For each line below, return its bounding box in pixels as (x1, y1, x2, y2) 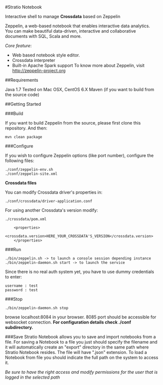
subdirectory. (5, 325, 33, 330)
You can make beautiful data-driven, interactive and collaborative (5, 28, 136, 34)
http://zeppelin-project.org (12, 68, 66, 73)
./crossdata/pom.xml (5, 217, 47, 221)
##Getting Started (5, 101, 41, 107)
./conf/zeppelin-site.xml (5, 171, 57, 176)
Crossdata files (5, 180, 37, 185)
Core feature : (5, 43, 32, 48)
